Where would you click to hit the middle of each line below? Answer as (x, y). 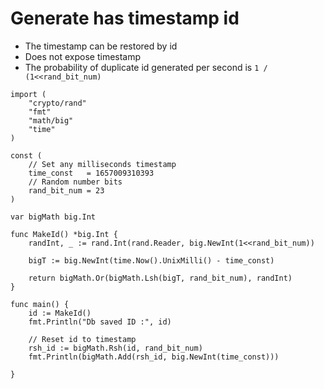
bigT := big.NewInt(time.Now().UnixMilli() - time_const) (151, 260)
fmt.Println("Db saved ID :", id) (100, 322)
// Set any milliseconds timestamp (102, 164)
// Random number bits (75, 182)
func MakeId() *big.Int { (64, 234)
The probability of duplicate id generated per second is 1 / (146, 67)
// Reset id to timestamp (82, 339)
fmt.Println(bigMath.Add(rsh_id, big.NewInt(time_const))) (154, 357)
